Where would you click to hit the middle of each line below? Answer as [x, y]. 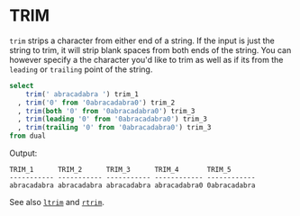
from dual [28, 136]
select [22, 85]
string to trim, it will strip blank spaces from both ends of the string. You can [150, 49]
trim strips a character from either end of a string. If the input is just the [142, 40]
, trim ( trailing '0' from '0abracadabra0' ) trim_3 [114, 128]
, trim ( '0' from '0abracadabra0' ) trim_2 [96, 103]
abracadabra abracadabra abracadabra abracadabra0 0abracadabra [132, 185]
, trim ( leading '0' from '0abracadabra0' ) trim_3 [112, 119]
